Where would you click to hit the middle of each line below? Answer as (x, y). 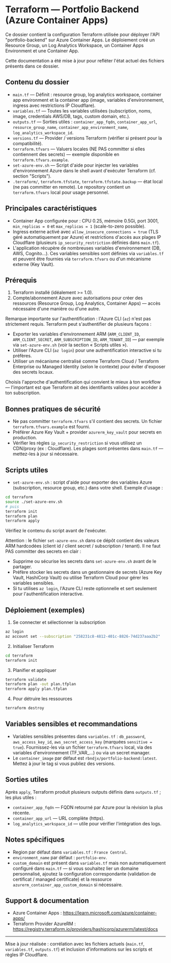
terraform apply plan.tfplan (36, 689)
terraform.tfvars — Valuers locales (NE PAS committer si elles (79, 149)
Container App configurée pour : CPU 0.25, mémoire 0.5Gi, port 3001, (86, 220)
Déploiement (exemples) (45, 610)
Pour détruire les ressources (42, 699)
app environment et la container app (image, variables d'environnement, (88, 100)
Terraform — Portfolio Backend (72, 9)
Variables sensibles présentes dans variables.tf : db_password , (79, 736)
